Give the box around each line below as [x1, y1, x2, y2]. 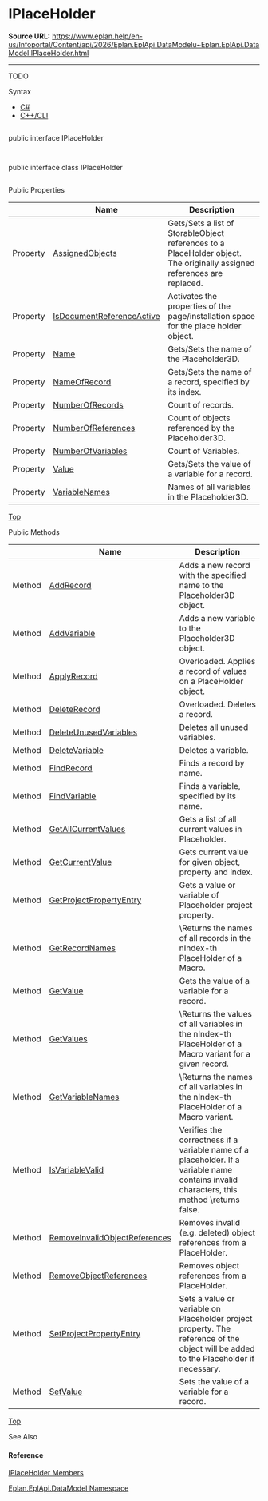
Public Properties [8, 185, 65, 194]
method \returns [179, 1194, 241, 1205]
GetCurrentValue [49, 856, 112, 867]
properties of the [167, 301, 231, 312]
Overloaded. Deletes [179, 699, 257, 710]
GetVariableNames [49, 1091, 120, 1102]
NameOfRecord [53, 376, 112, 388]
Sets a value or [179, 1292, 235, 1304]
